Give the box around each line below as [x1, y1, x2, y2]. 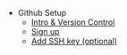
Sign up [30, 27, 60, 36]
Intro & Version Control [30, 17, 115, 27]
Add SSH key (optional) [30, 35, 118, 46]
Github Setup [17, 8, 67, 18]
